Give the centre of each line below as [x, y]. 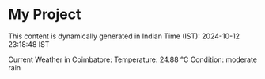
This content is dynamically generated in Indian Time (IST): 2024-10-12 [124, 36]
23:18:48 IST [29, 44]
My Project [45, 14]
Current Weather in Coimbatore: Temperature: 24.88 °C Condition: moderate [133, 59]
